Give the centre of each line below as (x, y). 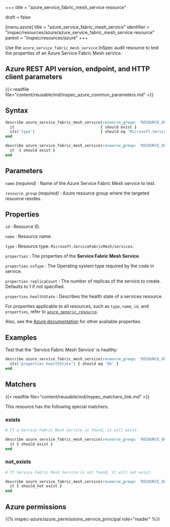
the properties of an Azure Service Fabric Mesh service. (64, 53)
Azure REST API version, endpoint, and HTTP (78, 69)
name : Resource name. (29, 236)
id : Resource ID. (23, 227)
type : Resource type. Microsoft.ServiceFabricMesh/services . (70, 246)
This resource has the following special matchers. (57, 407)
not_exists (18, 462)
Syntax (17, 111)
